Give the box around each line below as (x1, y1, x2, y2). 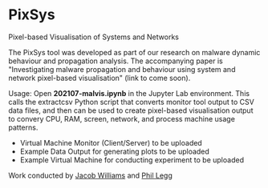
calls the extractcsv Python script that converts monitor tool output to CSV (8, 97, 254, 106)
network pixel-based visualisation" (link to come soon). (8, 73, 191, 82)
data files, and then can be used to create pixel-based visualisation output (8, 106, 254, 115)
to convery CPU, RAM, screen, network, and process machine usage (8, 114, 235, 123)
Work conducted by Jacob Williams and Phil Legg (8, 170, 173, 180)
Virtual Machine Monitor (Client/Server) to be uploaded (19, 138, 202, 147)
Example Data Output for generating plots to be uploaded (19, 146, 210, 156)
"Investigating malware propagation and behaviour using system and (8, 64, 236, 74)
